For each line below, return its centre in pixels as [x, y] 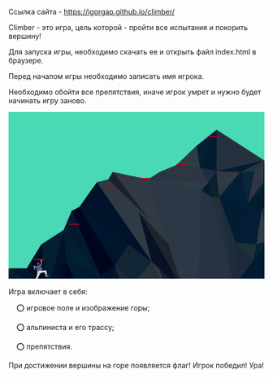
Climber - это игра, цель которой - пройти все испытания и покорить [128, 27]
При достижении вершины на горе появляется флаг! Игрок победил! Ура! [136, 366]
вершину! [25, 36]
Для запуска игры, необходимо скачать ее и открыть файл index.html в [132, 52]
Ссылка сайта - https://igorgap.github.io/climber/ [92, 12]
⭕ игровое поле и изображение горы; [83, 308]
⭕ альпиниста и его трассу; [65, 328]
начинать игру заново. [48, 100]
